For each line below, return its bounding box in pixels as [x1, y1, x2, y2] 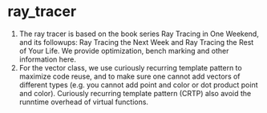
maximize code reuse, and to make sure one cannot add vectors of [18, 71, 241, 81]
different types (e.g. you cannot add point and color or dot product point [18, 79, 258, 90]
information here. [18, 54, 77, 64]
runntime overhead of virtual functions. [18, 97, 149, 107]
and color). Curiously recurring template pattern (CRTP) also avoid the [18, 88, 252, 98]
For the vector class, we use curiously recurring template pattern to [18, 63, 242, 72]
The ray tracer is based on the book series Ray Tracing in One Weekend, [18, 29, 260, 38]
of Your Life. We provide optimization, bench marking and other [18, 46, 229, 55]
